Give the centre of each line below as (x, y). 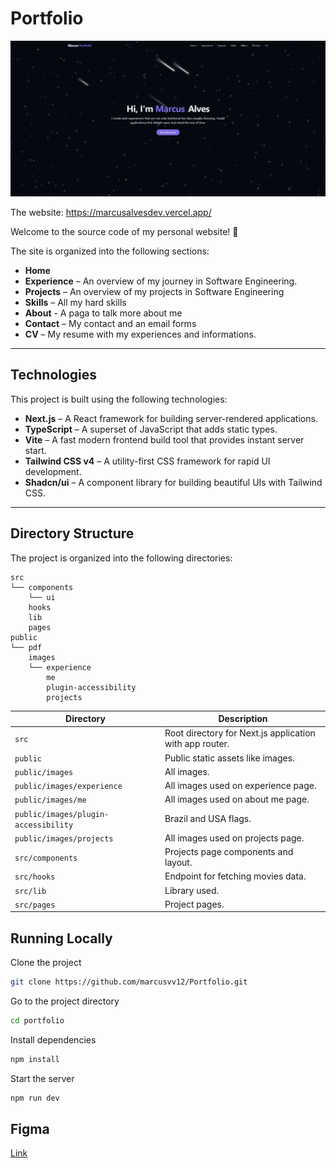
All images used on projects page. (234, 838)
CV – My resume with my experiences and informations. (140, 334)
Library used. (192, 890)
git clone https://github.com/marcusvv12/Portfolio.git (129, 982)
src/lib (30, 891)
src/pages (35, 905)
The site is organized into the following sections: (110, 251)
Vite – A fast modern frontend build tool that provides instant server (164, 439)
